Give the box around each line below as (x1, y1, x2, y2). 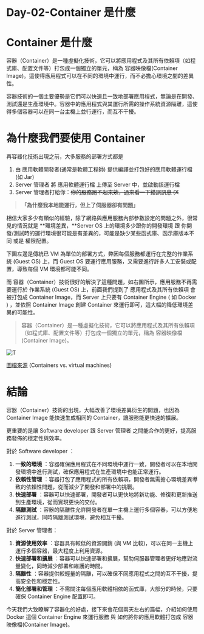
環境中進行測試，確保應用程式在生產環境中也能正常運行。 (20, 468, 165, 475)
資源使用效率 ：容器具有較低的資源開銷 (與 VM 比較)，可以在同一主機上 (15, 540, 194, 546)
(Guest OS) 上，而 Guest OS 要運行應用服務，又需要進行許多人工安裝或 (13, 258, 191, 265)
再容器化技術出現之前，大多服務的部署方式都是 (6, 153, 123, 160)
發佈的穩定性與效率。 (11, 434, 65, 442)
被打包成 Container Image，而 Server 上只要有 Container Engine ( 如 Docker (6, 293, 197, 301)
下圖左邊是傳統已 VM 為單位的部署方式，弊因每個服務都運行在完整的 (6, 250, 178, 257)
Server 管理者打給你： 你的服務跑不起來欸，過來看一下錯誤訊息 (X (15, 189, 179, 196)
